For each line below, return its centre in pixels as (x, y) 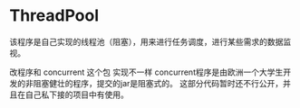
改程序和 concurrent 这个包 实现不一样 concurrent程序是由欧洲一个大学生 (146, 72)
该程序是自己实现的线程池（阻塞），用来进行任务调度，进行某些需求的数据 (146, 41)
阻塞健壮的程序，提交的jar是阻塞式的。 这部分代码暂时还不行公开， (158, 83)
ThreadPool (54, 16)
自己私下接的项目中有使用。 (77, 94)
